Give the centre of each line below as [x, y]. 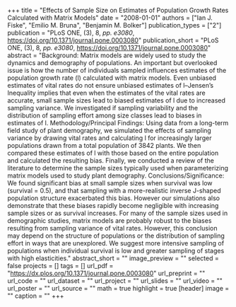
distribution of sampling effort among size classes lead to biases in [105, 115]
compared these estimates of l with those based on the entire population [113, 153]
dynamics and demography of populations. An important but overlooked [112, 63]
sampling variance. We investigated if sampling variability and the [103, 108]
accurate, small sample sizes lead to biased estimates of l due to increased [117, 100]
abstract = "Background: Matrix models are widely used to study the [107, 55]
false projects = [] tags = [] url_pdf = [60, 266]
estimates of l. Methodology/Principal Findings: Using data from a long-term [118, 123]
